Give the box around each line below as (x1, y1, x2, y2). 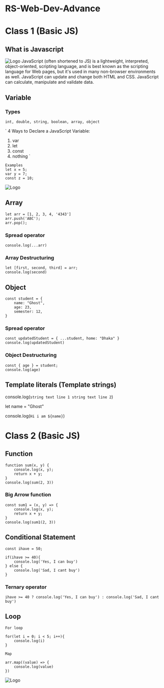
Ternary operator (5, 584, 47, 590)
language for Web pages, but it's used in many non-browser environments (5, 69, 156, 74)
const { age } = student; (5, 363, 58, 368)
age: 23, (14, 305, 32, 310)
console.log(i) (14, 638, 45, 643)
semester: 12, (14, 309, 43, 314)
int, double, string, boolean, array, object (5, 119, 100, 124)
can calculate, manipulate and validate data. (5, 79, 94, 85)
